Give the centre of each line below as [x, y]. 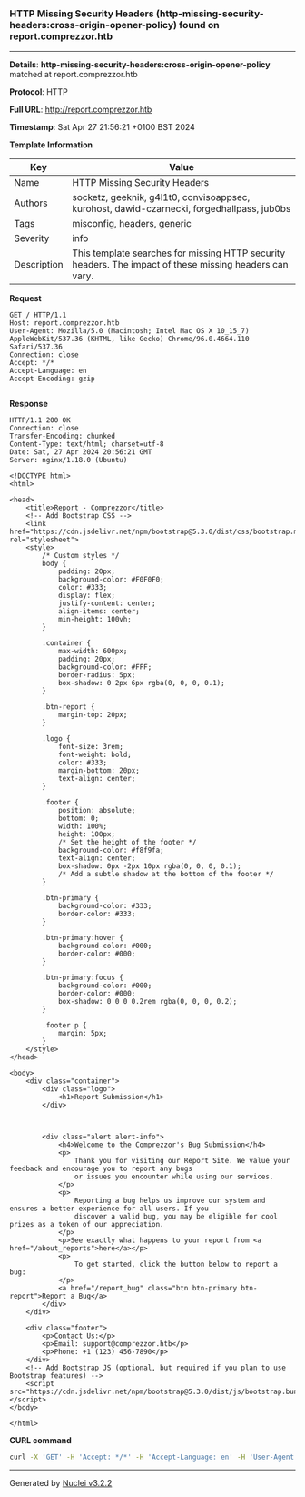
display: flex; [87, 596]
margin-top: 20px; [93, 715]
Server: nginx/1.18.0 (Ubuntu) [69, 460]
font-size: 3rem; [91, 747]
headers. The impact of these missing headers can [180, 265]
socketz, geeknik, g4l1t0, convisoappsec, [161, 197]
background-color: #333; [105, 906]
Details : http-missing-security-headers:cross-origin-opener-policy [140, 65]
